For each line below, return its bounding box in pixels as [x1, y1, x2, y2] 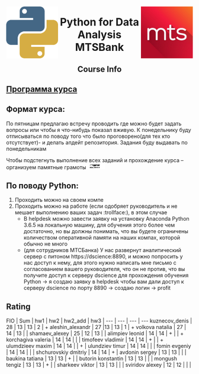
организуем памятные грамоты [6, 163, 86, 170]
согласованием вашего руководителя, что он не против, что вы [23, 266, 185, 273]
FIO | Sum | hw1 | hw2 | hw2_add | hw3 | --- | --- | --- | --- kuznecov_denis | [6, 317, 192, 324]
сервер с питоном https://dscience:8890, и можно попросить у [23, 253, 183, 260]
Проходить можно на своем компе [14, 196, 104, 204]
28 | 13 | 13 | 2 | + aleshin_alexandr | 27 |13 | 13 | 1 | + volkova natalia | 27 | [6, 324, 187, 331]
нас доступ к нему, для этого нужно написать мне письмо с [23, 259, 176, 266]
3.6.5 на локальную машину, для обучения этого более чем [23, 221, 175, 228]
